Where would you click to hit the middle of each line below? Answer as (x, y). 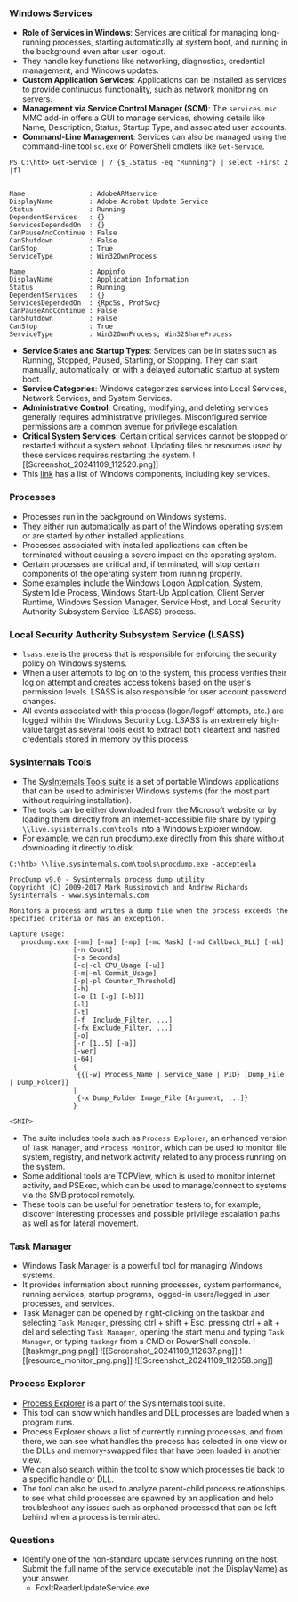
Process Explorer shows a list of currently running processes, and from (152, 1431)
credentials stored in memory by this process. (106, 739)
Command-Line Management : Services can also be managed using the (154, 137)
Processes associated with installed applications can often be (135, 545)
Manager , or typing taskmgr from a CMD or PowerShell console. (136, 1342)
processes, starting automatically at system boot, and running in (170, 42)
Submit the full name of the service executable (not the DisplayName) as (155, 1569)
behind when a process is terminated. (91, 1516)
